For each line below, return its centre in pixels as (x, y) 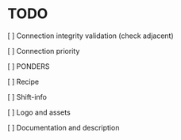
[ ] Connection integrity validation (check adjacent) (90, 36)
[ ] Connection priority (44, 51)
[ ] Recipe (23, 81)
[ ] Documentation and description (64, 127)
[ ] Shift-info (27, 96)
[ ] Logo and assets (39, 112)
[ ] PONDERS (29, 66)
